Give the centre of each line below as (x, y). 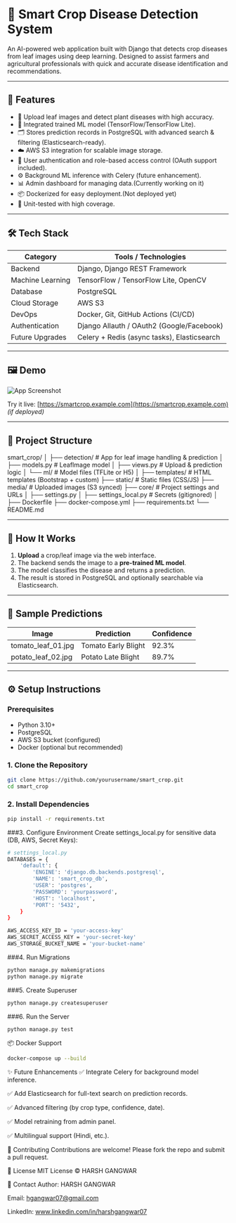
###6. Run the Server (38, 1016)
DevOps (24, 314)
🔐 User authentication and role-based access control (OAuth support (117, 160)
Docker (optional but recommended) (70, 747)
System (30, 29)
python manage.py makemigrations (56, 970)
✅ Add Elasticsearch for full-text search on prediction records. (98, 1094)
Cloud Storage (34, 303)
